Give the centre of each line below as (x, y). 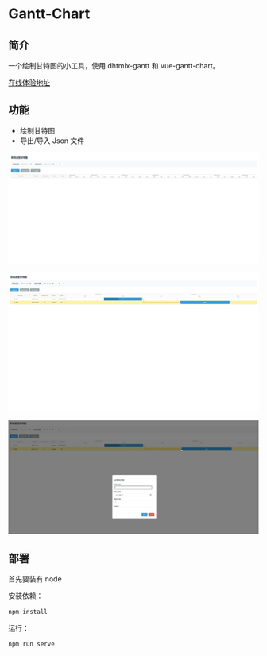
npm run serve (32, 644)
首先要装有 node (35, 579)
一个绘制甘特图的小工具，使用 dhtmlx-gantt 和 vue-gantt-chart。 (114, 66)
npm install (28, 612)
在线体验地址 (29, 83)
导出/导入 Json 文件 (52, 141)
